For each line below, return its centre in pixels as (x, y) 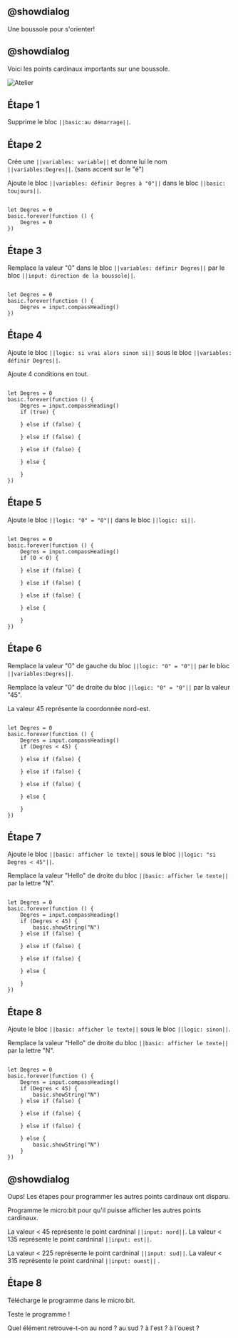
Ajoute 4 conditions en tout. (48, 373)
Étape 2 (25, 145)
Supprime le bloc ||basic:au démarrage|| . (69, 122)
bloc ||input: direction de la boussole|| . (71, 276)
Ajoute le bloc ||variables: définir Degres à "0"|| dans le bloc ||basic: (117, 183)
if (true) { (38, 412)
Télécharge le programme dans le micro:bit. (71, 1300)
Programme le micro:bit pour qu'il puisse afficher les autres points (104, 1210)
